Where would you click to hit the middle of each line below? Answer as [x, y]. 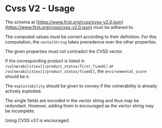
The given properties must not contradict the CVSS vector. [64, 51]
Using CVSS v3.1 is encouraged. [37, 120]
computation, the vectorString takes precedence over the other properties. [81, 42]
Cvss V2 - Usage [40, 9]
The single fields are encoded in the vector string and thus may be [72, 100]
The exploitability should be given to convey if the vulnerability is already [81, 85]
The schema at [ [22, 22]
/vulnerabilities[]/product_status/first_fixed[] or [59, 66]
